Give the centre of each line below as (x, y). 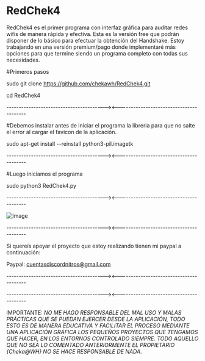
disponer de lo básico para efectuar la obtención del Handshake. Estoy (95, 40)
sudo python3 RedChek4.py (41, 185)
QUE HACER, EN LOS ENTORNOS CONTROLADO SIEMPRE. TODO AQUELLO (103, 338)
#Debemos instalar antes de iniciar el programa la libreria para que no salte (101, 125)
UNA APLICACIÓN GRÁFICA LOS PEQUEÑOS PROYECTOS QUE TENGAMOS (102, 332)
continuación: (23, 252)
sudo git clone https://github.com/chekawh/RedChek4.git (78, 84)
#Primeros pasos (28, 71)
